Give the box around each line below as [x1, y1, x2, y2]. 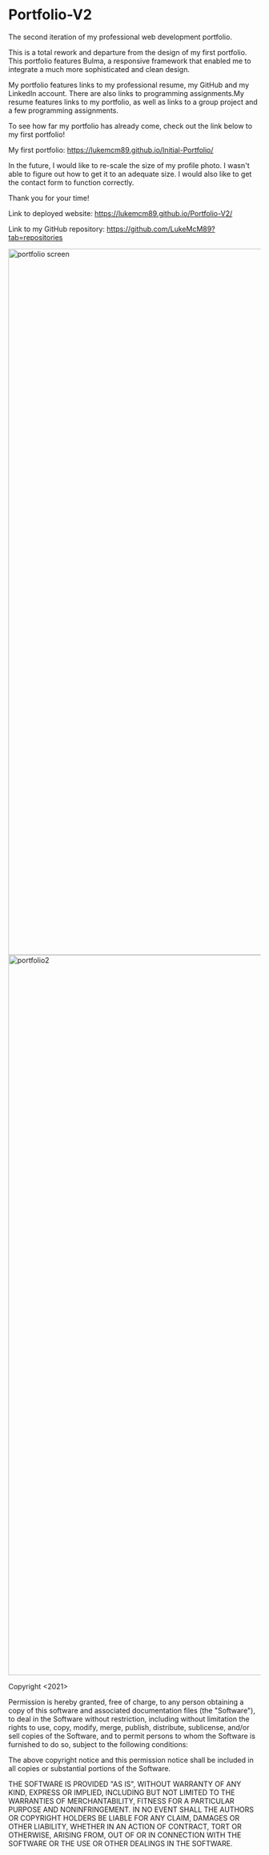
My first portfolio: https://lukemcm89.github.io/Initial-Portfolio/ [8, 145, 214, 154]
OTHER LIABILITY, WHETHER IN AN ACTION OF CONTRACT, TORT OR [8, 1821, 242, 1831]
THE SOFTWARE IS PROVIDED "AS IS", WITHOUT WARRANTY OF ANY [8, 1779, 242, 1789]
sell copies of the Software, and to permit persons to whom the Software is [8, 1731, 256, 1741]
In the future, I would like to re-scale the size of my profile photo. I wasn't [8, 160, 250, 170]
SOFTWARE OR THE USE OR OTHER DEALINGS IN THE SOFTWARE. [8, 1838, 233, 1848]
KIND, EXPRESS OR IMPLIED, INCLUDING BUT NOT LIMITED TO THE [8, 1787, 235, 1797]
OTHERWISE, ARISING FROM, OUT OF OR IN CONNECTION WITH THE [8, 1830, 242, 1840]
